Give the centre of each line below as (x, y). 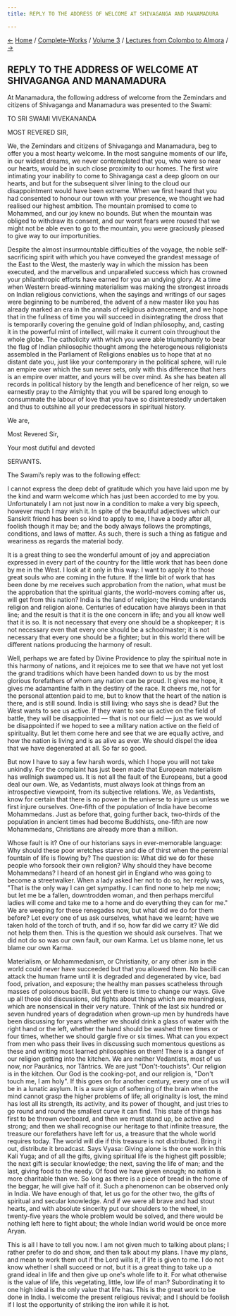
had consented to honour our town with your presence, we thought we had (116, 199)
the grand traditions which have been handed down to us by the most (108, 673)
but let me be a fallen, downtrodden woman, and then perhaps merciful (111, 895)
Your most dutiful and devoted (51, 448)
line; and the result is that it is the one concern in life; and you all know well (116, 615)
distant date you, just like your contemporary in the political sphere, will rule (117, 362)
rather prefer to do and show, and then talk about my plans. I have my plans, (118, 1253)
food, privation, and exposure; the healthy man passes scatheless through (115, 984)
